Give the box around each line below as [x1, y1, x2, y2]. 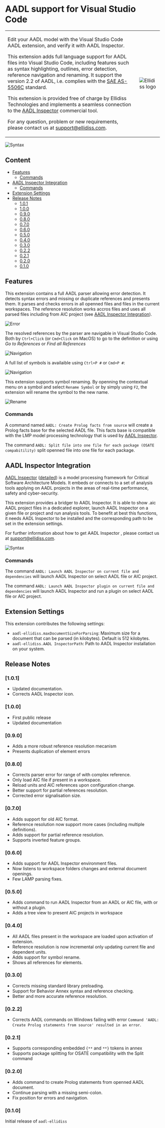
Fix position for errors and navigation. [12, 1095, 88, 1100]
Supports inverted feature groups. [12, 837, 81, 843]
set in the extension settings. [5, 521, 64, 526]
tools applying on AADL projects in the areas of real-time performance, [5, 485, 149, 491]
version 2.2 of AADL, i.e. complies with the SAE [7, 78, 117, 84]
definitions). [12, 826, 37, 832]
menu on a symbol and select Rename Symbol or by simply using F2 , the [5, 384, 147, 390]
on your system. [12, 646, 45, 652]
